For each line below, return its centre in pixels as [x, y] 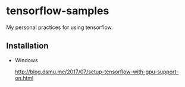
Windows [26, 60]
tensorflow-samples [58, 11]
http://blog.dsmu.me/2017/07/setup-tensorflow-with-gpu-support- [97, 72]
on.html [24, 78]
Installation [27, 46]
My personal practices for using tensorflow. [59, 27]
